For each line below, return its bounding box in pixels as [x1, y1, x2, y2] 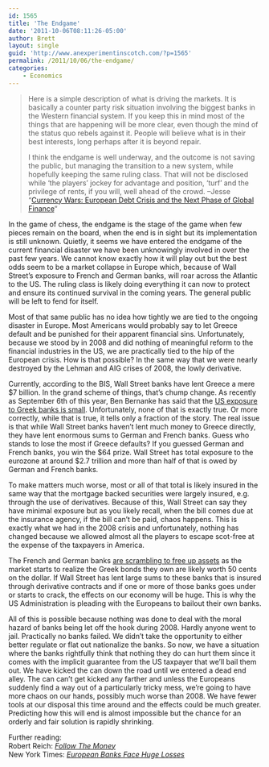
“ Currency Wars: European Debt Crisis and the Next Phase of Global [27, 195, 255, 205]
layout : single [8, 42, 59, 50]
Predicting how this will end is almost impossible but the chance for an [8, 708, 242, 718]
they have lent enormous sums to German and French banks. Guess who [8, 430, 250, 440]
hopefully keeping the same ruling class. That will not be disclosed [27, 169, 249, 179]
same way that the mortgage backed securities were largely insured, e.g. [8, 488, 250, 498]
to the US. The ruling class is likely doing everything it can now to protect [8, 279, 251, 288]
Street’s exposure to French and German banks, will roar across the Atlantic [8, 271, 259, 280]
